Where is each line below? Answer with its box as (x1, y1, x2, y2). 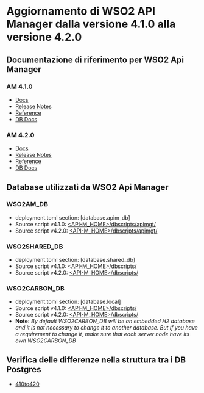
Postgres (6, 364, 41, 375)
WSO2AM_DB (6, 200, 49, 209)
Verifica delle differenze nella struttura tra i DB (6, 355, 186, 365)
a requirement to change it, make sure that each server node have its (15, 331, 190, 338)
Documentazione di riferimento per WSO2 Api (6, 54, 185, 65)
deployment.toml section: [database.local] (15, 298, 121, 306)
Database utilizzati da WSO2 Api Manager (6, 182, 169, 192)
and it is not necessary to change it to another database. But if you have (15, 324, 198, 331)
